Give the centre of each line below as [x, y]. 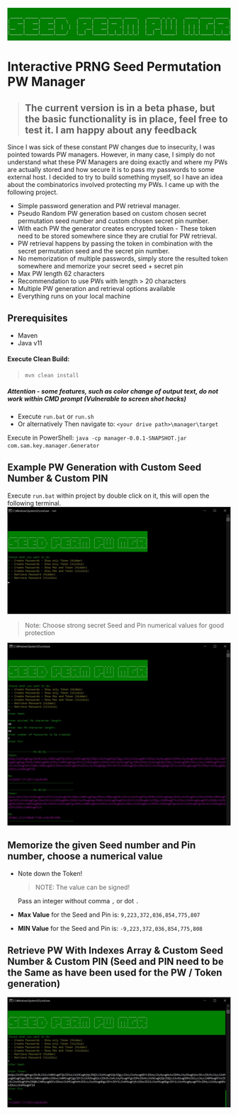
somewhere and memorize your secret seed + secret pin [100, 266]
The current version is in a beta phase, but [120, 108]
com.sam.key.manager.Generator [53, 446]
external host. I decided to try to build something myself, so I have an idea [115, 177]
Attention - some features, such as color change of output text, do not [113, 391]
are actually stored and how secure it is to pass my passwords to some [111, 170]
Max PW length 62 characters [61, 274]
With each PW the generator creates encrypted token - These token [117, 228]
